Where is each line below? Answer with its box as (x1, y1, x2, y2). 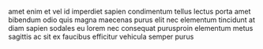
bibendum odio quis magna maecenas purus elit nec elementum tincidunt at (8, 15, 255, 24)
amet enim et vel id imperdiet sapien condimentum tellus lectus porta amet (8, 7, 251, 16)
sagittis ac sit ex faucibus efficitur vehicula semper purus (8, 32, 194, 41)
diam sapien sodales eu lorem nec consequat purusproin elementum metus (8, 24, 254, 32)
